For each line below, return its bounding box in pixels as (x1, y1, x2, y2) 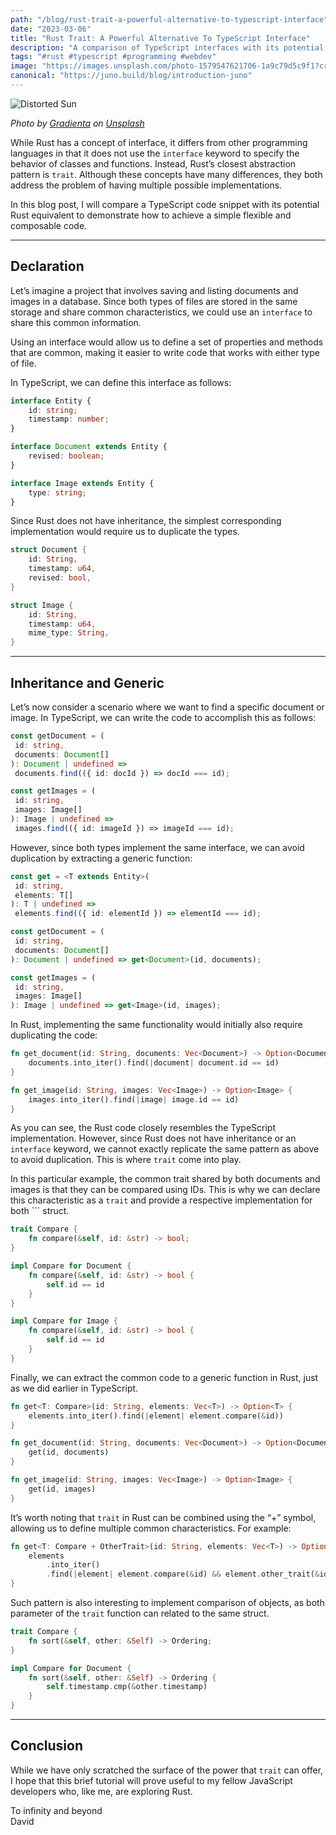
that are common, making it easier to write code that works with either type (10, 346, 320, 358)
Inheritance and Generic (10, 674, 165, 691)
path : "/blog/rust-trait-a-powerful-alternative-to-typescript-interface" (10, 14, 329, 25)
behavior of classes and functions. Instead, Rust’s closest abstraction (10, 157, 297, 170)
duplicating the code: (10, 1029, 98, 1041)
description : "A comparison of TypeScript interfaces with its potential (10, 42, 325, 53)
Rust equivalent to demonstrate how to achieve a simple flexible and (10, 209, 292, 221)
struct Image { (10, 600, 74, 610)
